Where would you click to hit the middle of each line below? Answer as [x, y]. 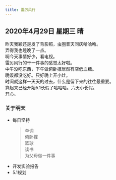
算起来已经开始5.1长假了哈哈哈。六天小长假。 [51, 88]
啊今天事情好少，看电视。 [31, 57]
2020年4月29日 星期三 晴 [44, 31]
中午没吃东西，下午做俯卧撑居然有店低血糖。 [51, 69]
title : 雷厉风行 [20, 10]
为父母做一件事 [40, 156]
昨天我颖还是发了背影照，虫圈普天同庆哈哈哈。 [53, 44]
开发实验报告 [25, 166]
